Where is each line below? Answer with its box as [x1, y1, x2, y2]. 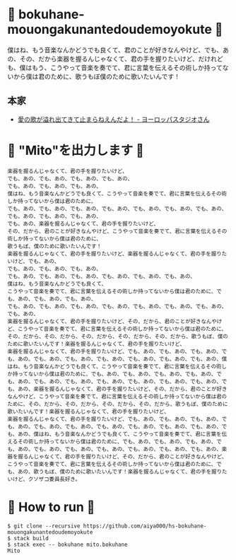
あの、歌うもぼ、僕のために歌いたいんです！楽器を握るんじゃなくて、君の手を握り [17, 468, 223, 475]
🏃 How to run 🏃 [7, 498, 95, 515]
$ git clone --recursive [7, 523, 81, 530]
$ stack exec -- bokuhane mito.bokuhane [7, 541, 129, 548]
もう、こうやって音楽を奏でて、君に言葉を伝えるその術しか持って [31, 63, 223, 71]
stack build [13, 535, 49, 542]
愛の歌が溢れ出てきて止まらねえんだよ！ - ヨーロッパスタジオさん [17, 115, 210, 123]
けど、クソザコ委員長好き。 [12, 475, 81, 483]
